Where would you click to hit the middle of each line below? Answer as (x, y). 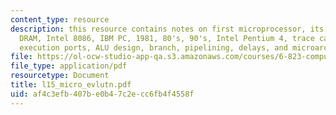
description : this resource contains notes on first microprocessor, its (167, 29)
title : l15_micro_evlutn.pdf (71, 85)
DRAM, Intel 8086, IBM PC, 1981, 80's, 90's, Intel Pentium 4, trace (167, 38)
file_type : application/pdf (69, 66)
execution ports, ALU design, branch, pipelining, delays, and (153, 47)
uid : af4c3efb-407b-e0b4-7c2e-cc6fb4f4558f (102, 94)
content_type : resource (60, 19)
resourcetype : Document (60, 76)
